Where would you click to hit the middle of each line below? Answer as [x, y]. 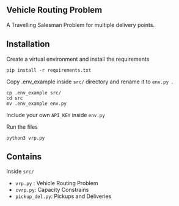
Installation [28, 44]
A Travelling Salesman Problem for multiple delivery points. [80, 25]
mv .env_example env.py [37, 104]
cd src [15, 98]
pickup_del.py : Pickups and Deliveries [63, 196]
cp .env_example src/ [34, 93]
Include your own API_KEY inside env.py [56, 115]
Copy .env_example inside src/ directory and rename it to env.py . [90, 82]
